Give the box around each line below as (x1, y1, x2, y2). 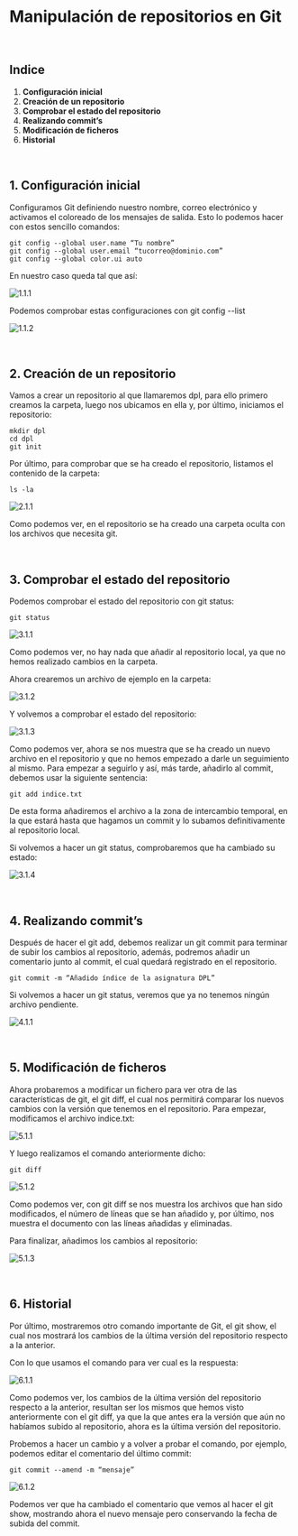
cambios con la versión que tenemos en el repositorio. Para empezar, (9, 1103, 266, 1114)
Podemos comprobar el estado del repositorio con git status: (9, 596, 235, 606)
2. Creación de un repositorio (9, 365, 176, 381)
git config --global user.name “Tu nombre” (9, 238, 176, 247)
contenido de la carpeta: (9, 467, 101, 479)
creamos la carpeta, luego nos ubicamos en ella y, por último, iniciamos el (9, 400, 284, 411)
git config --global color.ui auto (9, 254, 143, 264)
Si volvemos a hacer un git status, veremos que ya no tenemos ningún (9, 990, 270, 1000)
